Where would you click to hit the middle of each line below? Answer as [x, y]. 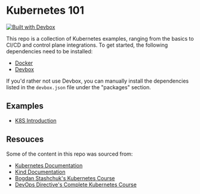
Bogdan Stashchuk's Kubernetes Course [65, 178]
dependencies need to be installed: [50, 51]
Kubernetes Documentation [49, 165]
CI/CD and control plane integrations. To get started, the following [87, 45]
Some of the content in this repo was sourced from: [70, 154]
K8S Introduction [36, 120]
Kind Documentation [40, 172]
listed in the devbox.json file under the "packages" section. [79, 87]
